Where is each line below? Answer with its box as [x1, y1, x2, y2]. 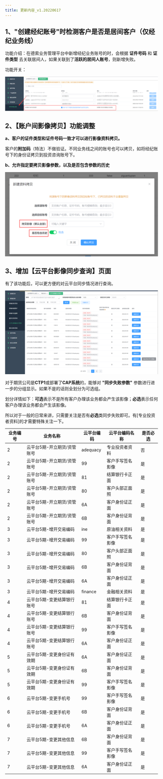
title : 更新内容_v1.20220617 [5, 8, 61, 13]
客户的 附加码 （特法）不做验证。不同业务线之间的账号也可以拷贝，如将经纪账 [5, 145, 158, 151]
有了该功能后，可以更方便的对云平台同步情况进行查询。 [5, 281, 115, 286]
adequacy [81, 447, 101, 453]
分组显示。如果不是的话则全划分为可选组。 [17, 385, 103, 391]
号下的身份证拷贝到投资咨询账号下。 [5, 152, 78, 158]
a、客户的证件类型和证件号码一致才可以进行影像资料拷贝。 [5, 135, 123, 141]
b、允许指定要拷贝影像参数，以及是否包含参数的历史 [5, 162, 110, 168]
